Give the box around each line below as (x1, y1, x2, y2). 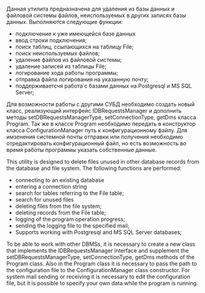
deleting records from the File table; (15, 209, 106, 216)
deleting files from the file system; (15, 202, 102, 210)
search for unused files (15, 196, 74, 203)
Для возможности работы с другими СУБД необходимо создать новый (6, 101, 195, 108)
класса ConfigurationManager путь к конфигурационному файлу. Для (6, 127, 188, 134)
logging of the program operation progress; (15, 216, 125, 223)
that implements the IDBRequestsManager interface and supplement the (6, 247, 189, 254)
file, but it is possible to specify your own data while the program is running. (6, 280, 198, 287)
